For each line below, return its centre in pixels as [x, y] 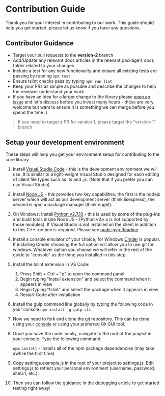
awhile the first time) [33, 353]
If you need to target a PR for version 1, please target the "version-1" [87, 122]
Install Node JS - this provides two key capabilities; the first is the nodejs [86, 194]
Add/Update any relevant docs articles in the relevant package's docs [83, 60]
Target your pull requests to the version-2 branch [63, 55]
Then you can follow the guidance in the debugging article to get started [86, 383]
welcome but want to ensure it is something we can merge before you [83, 107]
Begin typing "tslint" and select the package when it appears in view [89, 289]
